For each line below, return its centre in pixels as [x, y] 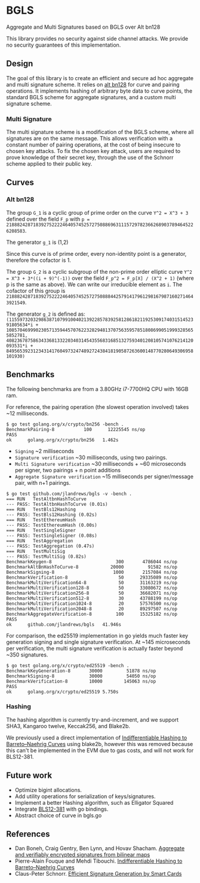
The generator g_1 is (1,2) [37, 242]
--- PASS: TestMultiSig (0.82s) [46, 557]
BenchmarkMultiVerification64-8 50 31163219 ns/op [92, 583]
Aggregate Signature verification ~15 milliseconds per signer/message [104, 476]
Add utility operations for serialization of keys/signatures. [85, 796]
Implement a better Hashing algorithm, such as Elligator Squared [94, 802]
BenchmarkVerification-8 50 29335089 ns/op [92, 578]
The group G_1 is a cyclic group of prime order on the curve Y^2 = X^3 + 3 [97, 212]
